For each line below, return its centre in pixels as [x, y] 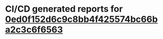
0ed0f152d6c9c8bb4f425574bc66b [81, 19]
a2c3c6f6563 [34, 30]
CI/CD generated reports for [64, 9]
